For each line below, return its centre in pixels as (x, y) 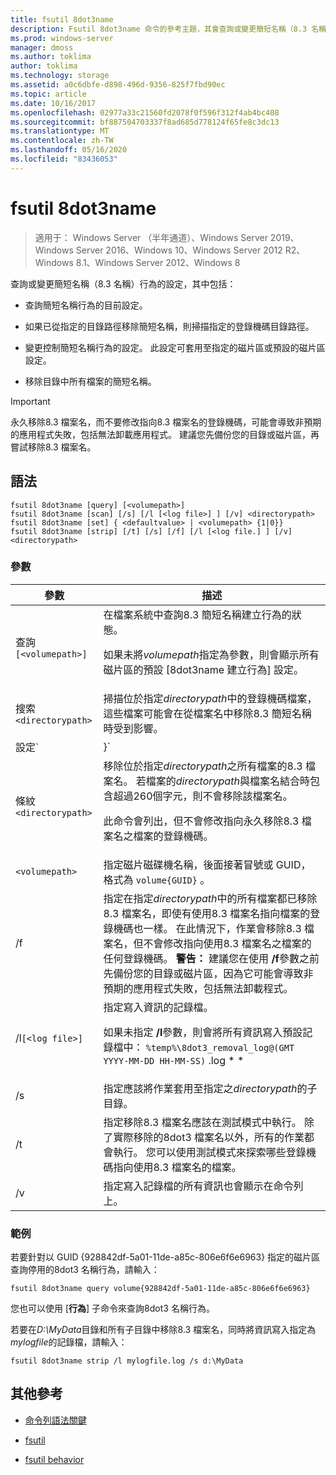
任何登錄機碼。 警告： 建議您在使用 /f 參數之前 (211, 958)
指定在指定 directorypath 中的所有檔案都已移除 (210, 898)
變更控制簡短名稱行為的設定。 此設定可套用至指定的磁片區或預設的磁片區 (175, 347)
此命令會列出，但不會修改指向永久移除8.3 (201, 821)
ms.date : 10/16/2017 (53, 103)
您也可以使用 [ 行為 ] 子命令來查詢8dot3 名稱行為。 (112, 1308)
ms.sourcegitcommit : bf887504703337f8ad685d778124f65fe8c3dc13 (145, 122)
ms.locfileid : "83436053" (64, 159)
